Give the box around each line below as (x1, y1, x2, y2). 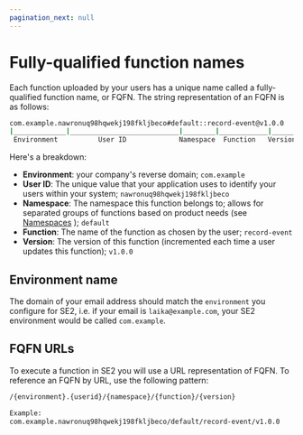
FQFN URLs (9, 341, 75, 356)
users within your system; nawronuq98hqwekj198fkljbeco (22, 189, 230, 199)
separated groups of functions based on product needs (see (22, 208, 248, 218)
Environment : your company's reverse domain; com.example (22, 169, 245, 180)
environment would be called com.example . (9, 315, 167, 326)
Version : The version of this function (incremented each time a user (22, 236, 275, 247)
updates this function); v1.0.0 (22, 245, 133, 257)
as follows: (9, 101, 50, 112)
